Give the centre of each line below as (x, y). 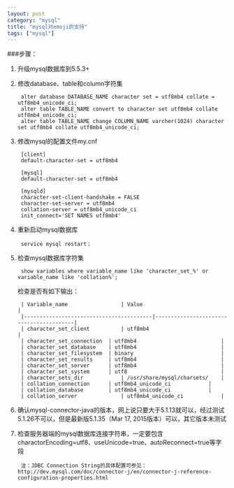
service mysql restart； (56, 244)
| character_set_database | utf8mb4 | (123, 347)
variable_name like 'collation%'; (67, 278)
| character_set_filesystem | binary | (123, 354)
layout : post (26, 14)
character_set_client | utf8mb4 (88, 329)
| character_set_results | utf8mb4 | (123, 360)
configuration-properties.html (63, 478)
